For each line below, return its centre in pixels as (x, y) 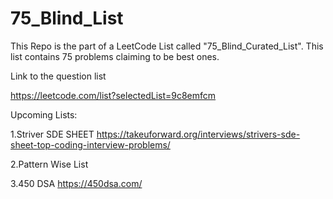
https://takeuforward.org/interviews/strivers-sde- (198, 134)
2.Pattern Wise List (49, 164)
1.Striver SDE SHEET (52, 134)
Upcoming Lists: (44, 114)
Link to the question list (58, 76)
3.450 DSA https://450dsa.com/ (76, 183)
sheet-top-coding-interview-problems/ (90, 144)
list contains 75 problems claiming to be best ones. (115, 56)
